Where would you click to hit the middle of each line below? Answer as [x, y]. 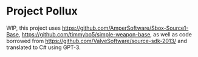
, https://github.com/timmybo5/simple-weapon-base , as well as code [105, 34]
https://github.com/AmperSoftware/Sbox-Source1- [125, 28]
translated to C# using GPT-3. [43, 47]
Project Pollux [42, 11]
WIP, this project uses [33, 28]
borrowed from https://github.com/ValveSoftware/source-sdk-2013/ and [97, 41]
